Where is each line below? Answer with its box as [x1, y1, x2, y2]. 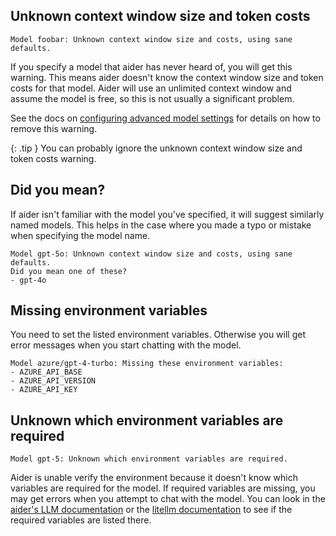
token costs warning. [10, 152, 97, 164]
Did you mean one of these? [10, 266, 128, 276]
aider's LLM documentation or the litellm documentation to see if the [10, 504, 293, 516]
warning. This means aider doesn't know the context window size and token [10, 71, 324, 83]
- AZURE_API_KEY [10, 385, 78, 395]
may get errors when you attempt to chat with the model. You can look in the [10, 493, 326, 505]
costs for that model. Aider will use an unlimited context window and [10, 82, 292, 94]
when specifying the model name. [10, 229, 151, 241]
